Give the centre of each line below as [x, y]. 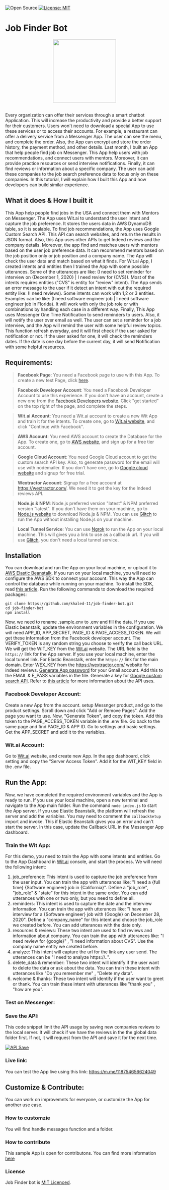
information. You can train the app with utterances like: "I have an [80, 909]
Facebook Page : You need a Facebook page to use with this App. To [89, 375]
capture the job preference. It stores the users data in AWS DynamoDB [78, 223]
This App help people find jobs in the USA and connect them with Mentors [82, 212]
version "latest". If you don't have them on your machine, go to [82, 508]
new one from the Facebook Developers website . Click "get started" [88, 401]
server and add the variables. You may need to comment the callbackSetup [83, 816]
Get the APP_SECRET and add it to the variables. [56, 732]
